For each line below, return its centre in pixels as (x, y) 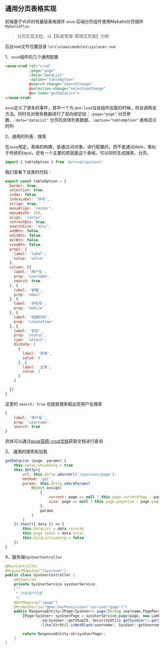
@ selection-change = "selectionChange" (67, 89)
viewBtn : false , (26, 245)
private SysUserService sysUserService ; (55, 584)
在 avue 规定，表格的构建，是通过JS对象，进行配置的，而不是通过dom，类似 (81, 147)
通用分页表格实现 (31, 9)
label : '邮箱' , (29, 290)
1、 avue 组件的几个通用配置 (32, 57)
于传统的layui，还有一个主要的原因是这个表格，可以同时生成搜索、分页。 (78, 153)
